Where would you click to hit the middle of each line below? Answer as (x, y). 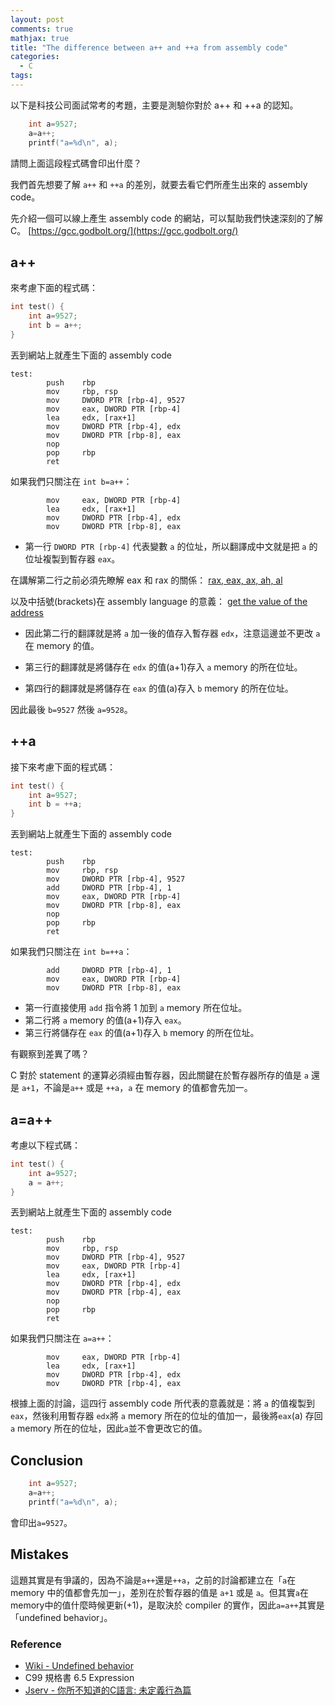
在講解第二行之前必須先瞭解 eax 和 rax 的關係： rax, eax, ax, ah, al (146, 580)
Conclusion (47, 1460)
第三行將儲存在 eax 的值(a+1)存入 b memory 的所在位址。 (142, 1033)
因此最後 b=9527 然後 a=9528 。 (71, 709)
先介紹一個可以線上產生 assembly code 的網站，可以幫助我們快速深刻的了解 (166, 218)
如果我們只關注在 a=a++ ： (62, 1338)
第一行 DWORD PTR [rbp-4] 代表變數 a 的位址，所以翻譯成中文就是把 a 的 (171, 546)
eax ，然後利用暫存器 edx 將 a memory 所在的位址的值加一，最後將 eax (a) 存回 (166, 1416)
